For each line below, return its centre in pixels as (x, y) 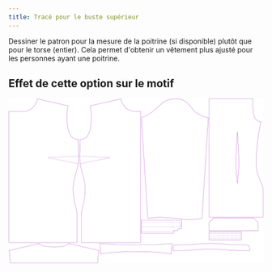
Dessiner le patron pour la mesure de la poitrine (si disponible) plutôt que (130, 41)
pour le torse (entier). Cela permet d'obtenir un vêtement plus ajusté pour (131, 49)
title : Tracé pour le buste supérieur (74, 17)
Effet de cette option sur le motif (91, 84)
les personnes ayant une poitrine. (64, 58)
